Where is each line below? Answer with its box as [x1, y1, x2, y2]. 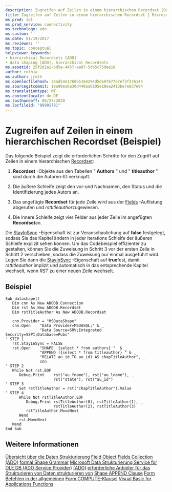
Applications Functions [5, 481, 54, 487]
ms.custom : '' [5, 31, 36, 36]
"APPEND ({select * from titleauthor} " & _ [39, 350, 137, 355]
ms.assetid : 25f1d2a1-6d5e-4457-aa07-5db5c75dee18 [5, 65, 116, 70]
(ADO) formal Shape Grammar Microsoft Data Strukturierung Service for [5, 459, 157, 465]
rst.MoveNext [18, 417, 47, 422]
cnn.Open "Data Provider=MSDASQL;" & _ [12, 323, 104, 328]
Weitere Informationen [5, 440, 79, 449]
